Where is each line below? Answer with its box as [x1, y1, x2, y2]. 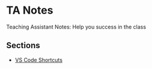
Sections [6, 40, 40, 51]
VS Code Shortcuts [14, 56, 63, 63]
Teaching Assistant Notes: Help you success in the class [6, 23, 146, 30]
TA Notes [6, 4, 53, 17]
